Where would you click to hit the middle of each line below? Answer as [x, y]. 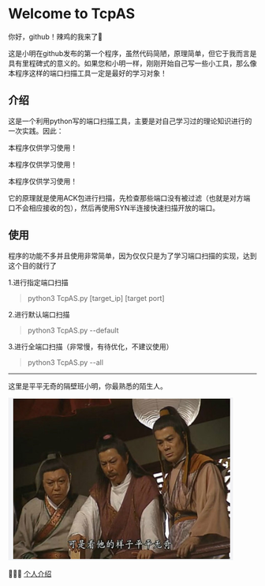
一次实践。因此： [36, 130]
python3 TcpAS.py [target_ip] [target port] [96, 298]
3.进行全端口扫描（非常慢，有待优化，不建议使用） [91, 346]
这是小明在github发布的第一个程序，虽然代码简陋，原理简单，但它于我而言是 [132, 53]
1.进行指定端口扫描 [38, 282]
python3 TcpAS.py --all [65, 362]
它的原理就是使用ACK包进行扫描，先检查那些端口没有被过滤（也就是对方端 [129, 197]
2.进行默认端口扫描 [39, 314]
